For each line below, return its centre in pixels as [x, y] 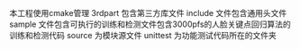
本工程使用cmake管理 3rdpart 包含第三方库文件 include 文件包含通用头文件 [148, 13]
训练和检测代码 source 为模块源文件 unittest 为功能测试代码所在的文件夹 [143, 35]
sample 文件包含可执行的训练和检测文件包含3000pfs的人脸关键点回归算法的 [150, 24]
